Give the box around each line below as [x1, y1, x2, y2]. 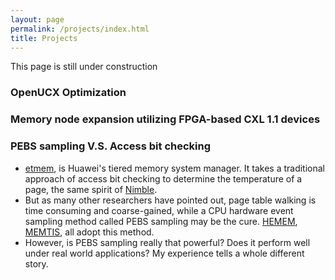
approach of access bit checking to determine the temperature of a [24, 172, 303, 185]
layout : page [10, 14, 65, 25]
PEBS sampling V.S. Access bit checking [10, 139, 212, 153]
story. [24, 257, 49, 270]
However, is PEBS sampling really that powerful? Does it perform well [24, 236, 311, 248]
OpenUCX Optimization [10, 86, 127, 100]
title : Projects [10, 33, 78, 43]
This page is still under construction [10, 61, 158, 73]
